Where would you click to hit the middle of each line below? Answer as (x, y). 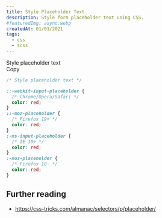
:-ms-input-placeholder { (39, 136)
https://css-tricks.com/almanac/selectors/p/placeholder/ (86, 208)
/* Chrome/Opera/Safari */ (45, 97)
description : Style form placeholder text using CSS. (75, 18)
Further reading (36, 194)
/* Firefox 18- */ (35, 164)
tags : (13, 34)
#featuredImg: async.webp (39, 23)
